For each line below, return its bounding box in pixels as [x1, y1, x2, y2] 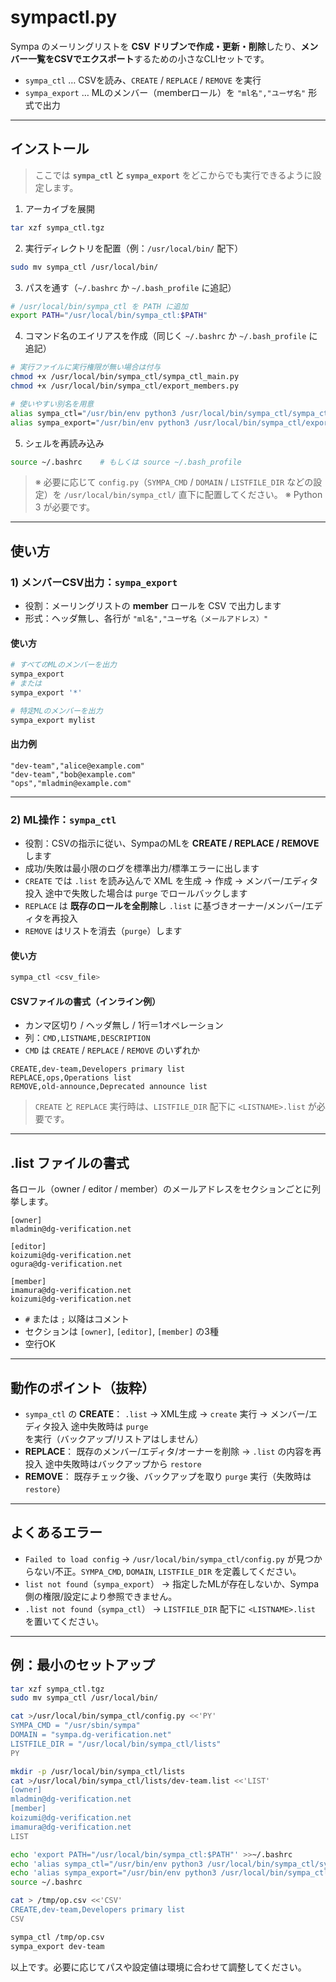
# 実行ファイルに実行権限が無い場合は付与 [10, 362, 162, 373]
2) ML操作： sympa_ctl [10, 812, 117, 826]
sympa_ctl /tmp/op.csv [10, 1932, 105, 1942]
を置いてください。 [24, 1615, 104, 1627]
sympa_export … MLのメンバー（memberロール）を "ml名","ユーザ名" [24, 86, 307, 98]
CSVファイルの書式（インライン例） [10, 995, 161, 1007]
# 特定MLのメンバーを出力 [10, 706, 103, 716]
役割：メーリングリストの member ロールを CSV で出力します [24, 600, 282, 612]
